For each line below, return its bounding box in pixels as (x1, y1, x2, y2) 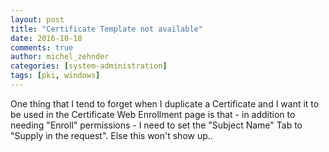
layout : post (10, 14, 65, 25)
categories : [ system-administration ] (10, 61, 168, 71)
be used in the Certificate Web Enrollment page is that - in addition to (10, 108, 296, 120)
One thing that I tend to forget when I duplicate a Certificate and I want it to (10, 97, 320, 110)
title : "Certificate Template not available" (10, 24, 203, 34)
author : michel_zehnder (10, 52, 110, 62)
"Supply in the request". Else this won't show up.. (10, 129, 213, 141)
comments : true (10, 42, 74, 53)
